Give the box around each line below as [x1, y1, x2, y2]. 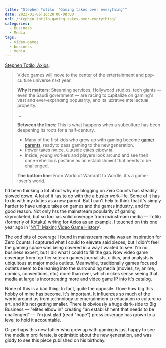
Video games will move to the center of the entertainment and [17, 72, 144, 78]
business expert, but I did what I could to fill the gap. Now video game [5, 249, 148, 255]
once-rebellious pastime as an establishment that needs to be [24, 157, 151, 163]
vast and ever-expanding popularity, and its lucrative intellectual [17, 97, 149, 103]
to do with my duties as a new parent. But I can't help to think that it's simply [5, 198, 161, 203]
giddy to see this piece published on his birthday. [5, 337, 106, 343]
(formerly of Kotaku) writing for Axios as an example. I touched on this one [5, 219, 158, 225]
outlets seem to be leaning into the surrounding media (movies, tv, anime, [5, 265, 155, 271]
